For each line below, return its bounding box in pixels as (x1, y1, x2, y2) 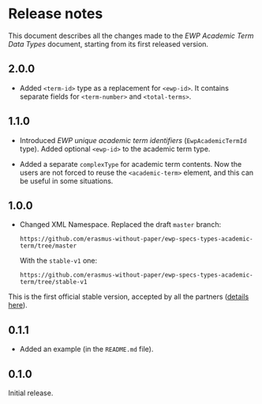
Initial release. (8, 388, 54, 398)
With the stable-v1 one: (19, 256, 97, 266)
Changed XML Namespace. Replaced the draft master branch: (19, 220, 222, 229)
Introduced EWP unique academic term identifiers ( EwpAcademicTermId (19, 135, 247, 145)
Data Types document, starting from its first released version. (8, 39, 209, 48)
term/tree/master (19, 242, 77, 250)
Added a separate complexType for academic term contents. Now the (19, 159, 242, 168)
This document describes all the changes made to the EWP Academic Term (8, 31, 254, 40)
